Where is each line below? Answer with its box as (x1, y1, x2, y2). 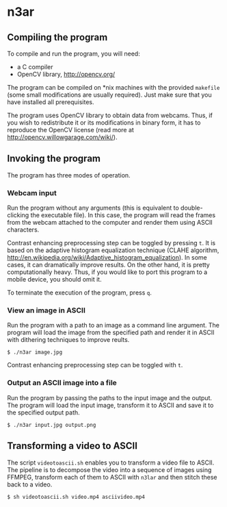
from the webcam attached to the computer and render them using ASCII (7, 219, 213, 227)
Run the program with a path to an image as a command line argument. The (7, 321, 220, 330)
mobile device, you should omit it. (7, 275, 102, 284)
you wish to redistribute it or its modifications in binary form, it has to (7, 119, 201, 127)
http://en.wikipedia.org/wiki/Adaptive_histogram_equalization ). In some (7, 253, 207, 262)
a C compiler (16, 63, 53, 71)
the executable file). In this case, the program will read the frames (30, 211, 216, 219)
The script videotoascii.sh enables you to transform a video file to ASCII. (7, 458, 215, 467)
